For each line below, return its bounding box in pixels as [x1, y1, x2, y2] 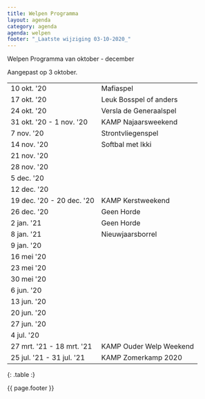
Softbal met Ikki [101, 139, 152, 149]
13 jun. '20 [10, 297, 46, 306]
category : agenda [7, 23, 57, 30]
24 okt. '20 [10, 106, 47, 116]
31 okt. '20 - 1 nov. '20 [10, 117, 88, 127]
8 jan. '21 [10, 229, 42, 239]
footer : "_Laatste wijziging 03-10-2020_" [7, 36, 131, 43]
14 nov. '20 [10, 139, 48, 149]
